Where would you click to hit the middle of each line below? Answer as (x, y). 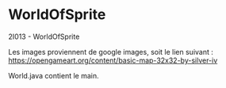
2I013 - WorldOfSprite (44, 36)
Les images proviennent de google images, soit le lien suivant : (111, 52)
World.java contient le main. (54, 75)
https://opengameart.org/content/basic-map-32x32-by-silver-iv (113, 60)
